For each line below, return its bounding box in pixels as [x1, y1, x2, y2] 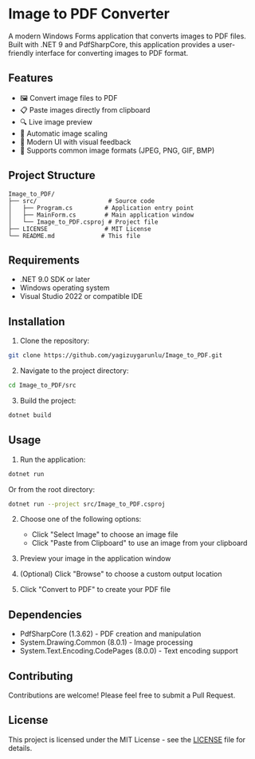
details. [8, 743, 33, 753]
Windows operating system [19, 283, 110, 292]
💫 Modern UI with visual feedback [19, 137, 131, 146]
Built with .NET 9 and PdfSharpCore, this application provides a [8, 39, 217, 49]
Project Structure [8, 169, 96, 182]
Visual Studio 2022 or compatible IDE [19, 292, 143, 301]
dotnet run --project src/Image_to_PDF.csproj [8, 500, 166, 508]
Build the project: [19, 395, 76, 405]
